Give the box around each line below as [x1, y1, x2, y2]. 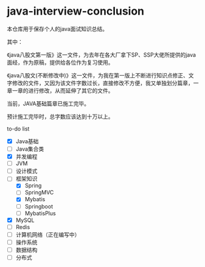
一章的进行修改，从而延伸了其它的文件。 [12, 87, 114, 94]
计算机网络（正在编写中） [15, 230, 80, 238]
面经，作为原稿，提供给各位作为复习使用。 [7, 59, 114, 66]
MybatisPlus [24, 209, 57, 217]
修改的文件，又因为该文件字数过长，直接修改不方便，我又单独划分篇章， [12, 79, 193, 87]
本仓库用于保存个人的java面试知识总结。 [7, 25, 108, 32]
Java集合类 [15, 145, 44, 152]
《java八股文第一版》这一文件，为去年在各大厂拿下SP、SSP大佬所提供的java [7, 51, 196, 59]
